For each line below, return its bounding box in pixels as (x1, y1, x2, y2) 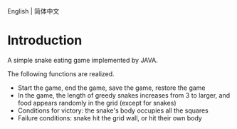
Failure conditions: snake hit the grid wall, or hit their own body (17, 113, 203, 122)
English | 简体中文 (7, 7, 60, 15)
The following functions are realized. (7, 69, 115, 78)
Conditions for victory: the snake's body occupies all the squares (17, 106, 209, 115)
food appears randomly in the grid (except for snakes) (17, 98, 177, 107)
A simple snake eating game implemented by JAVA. (7, 56, 158, 64)
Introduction (7, 32, 83, 48)
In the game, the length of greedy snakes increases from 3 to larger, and (17, 91, 231, 99)
